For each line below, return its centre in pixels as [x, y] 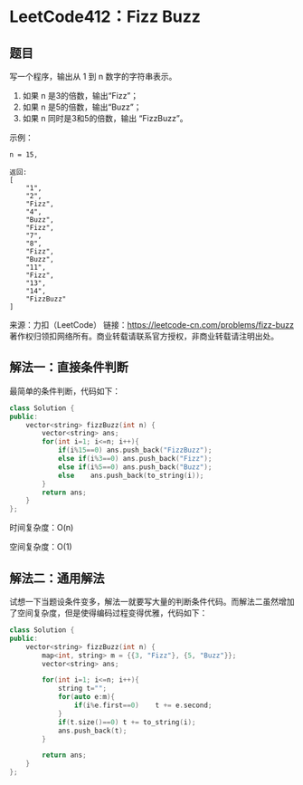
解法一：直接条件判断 [69, 367]
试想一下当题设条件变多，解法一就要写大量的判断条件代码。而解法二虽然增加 [152, 602]
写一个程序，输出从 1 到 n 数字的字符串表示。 [93, 77]
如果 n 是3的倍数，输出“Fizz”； [80, 96]
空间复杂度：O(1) [41, 547]
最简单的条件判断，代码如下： [65, 391]
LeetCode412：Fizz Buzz [105, 17]
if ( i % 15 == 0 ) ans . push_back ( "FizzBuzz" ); [135, 450]
